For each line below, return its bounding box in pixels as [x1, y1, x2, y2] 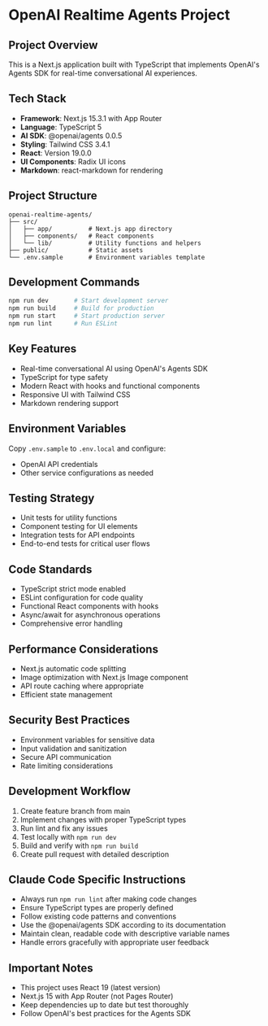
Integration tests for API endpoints [19, 530, 136, 540]
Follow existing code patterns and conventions [19, 911, 177, 921]
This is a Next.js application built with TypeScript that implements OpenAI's [8, 59, 260, 69]
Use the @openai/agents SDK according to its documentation [19, 920, 227, 930]
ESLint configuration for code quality [19, 592, 144, 603]
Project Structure [8, 189, 97, 203]
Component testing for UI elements [19, 522, 138, 531]
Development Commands [8, 275, 140, 290]
